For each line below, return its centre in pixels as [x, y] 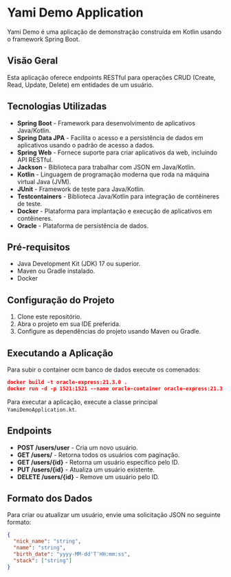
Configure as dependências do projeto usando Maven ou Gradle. [109, 332]
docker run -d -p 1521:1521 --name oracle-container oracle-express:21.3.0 [118, 388]
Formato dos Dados [50, 498]
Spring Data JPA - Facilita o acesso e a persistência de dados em [110, 138]
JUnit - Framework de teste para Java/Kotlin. [81, 189]
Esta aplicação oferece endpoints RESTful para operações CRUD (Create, [111, 77]
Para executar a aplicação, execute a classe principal [82, 402]
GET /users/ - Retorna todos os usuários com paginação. [98, 455]
